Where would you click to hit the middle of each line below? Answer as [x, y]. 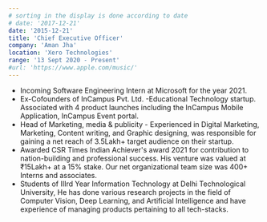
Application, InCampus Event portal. [79, 116]
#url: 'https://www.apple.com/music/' [73, 68]
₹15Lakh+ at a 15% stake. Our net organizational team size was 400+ [134, 166]
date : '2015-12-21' [41, 30]
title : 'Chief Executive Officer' [66, 38]
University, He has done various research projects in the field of [125, 192]
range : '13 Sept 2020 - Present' [64, 61]
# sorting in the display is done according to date [98, 16]
